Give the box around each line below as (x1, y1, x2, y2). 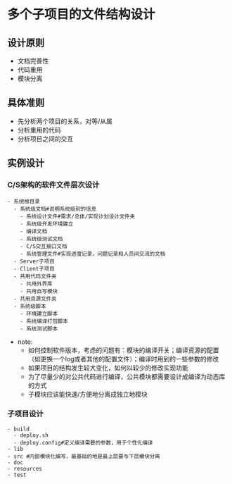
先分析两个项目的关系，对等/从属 (17, 117, 112, 125)
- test (7, 471, 27, 478)
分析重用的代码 (17, 125, 61, 134)
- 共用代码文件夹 (13, 273, 57, 280)
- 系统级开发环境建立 (20, 220, 74, 228)
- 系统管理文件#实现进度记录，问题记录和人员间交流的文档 (20, 250, 166, 257)
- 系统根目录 (7, 198, 40, 205)
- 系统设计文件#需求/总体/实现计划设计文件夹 (20, 213, 136, 220)
